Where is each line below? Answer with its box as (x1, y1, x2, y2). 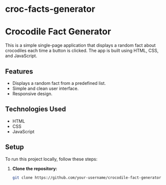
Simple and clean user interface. (12, 85, 79, 91)
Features (5, 67, 33, 75)
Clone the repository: (12, 165, 57, 171)
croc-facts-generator (5, 3, 96, 15)
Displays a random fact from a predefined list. (12, 80, 106, 86)
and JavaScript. (5, 53, 37, 59)
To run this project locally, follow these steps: (5, 156, 98, 162)
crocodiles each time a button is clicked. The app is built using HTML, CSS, (5, 48, 159, 54)
